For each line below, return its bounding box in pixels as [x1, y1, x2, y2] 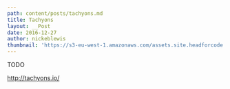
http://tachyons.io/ [7, 74, 60, 82]
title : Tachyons [7, 16, 54, 23]
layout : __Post [7, 23, 51, 29]
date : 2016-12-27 [7, 29, 57, 36]
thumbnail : [7, 42, 39, 49]
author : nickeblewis [7, 36, 67, 42]
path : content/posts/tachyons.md [7, 10, 103, 17]
